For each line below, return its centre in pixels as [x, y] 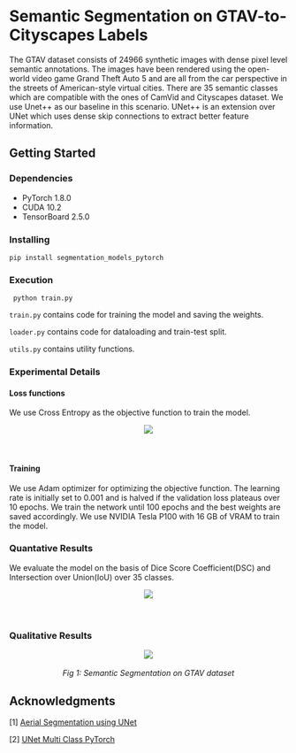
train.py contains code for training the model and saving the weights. [137, 315]
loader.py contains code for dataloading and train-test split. [118, 332]
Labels [123, 35]
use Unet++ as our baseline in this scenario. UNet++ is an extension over [142, 106]
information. [31, 125]
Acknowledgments [63, 701]
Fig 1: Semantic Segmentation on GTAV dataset [148, 673]
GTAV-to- [251, 16]
